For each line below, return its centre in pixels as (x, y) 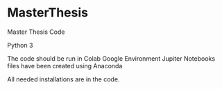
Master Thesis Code (36, 32)
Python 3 (20, 45)
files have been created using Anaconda (65, 66)
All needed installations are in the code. (63, 79)
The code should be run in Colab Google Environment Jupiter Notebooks (111, 58)
